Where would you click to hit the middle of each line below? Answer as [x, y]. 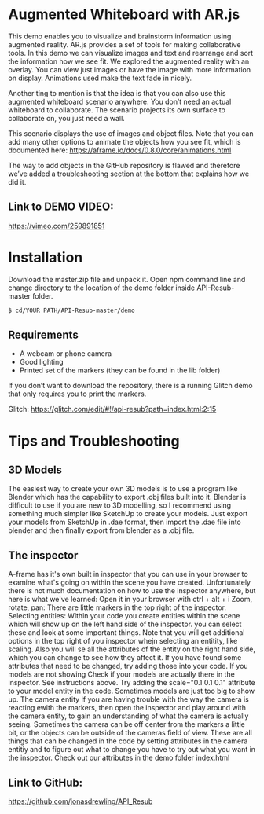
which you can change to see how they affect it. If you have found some [125, 658]
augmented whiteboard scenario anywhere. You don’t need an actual [120, 101]
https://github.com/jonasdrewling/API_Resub [81, 801]
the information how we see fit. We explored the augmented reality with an [129, 61]
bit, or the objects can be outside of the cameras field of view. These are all [130, 733]
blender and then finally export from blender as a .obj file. [101, 530]
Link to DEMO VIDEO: [61, 207]
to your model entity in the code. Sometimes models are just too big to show [132, 691]
